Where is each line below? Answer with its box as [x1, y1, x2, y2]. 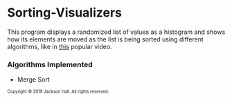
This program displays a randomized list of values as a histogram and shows [7, 28, 226, 36]
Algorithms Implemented [7, 59, 93, 69]
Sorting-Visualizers [7, 5, 123, 21]
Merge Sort [17, 75, 50, 84]
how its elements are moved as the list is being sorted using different [7, 35, 204, 43]
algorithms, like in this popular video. [7, 42, 112, 50]
